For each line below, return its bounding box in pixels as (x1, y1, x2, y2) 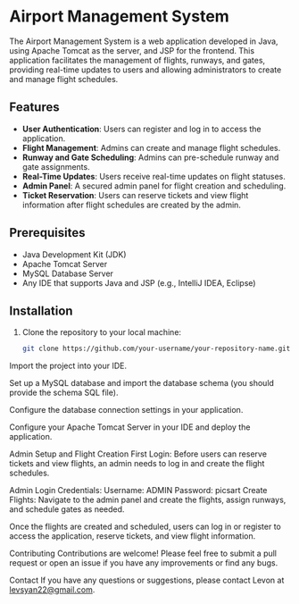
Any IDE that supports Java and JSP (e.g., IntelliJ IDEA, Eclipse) (21, 277, 256, 288)
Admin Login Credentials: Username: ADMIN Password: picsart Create (9, 485, 268, 496)
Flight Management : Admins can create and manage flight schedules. (21, 142, 281, 153)
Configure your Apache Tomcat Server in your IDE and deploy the (9, 422, 251, 432)
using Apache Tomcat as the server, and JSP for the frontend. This (9, 45, 255, 55)
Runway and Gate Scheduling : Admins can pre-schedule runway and (21, 152, 279, 163)
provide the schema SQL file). (9, 387, 119, 398)
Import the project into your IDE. (9, 360, 128, 372)
